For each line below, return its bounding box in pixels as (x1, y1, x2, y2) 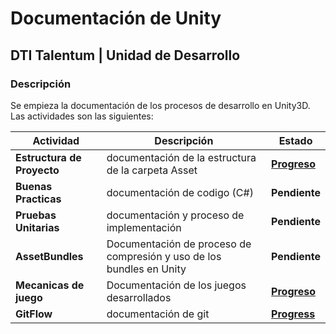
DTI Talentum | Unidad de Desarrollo (10, 47, 241, 64)
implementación (106, 220, 182, 234)
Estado (278, 133, 313, 147)
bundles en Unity (106, 262, 187, 276)
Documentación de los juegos (106, 278, 247, 292)
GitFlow (15, 307, 53, 321)
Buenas (15, 179, 53, 193)
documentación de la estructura (106, 150, 257, 164)
